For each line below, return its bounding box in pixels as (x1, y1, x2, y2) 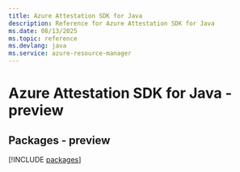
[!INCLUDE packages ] (8, 155, 82, 164)
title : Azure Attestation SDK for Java (8, 11, 143, 20)
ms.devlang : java (8, 42, 67, 50)
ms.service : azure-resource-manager (8, 49, 132, 57)
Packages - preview (8, 133, 111, 147)
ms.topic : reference (8, 34, 78, 43)
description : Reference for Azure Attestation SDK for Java (8, 19, 216, 27)
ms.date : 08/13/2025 (8, 27, 78, 35)
